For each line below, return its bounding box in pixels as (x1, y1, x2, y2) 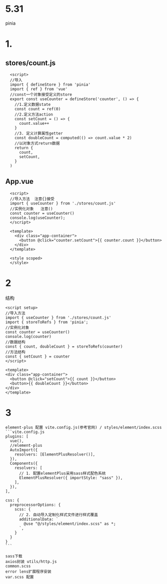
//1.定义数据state (14, 102, 51, 107)
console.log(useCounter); (10, 215, 66, 220)
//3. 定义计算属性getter (14, 130, 63, 136)
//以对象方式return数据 (14, 141, 60, 146)
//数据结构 (5, 340, 26, 345)
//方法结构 (5, 349, 26, 354)
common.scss (5, 563, 31, 569)
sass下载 (5, 553, 23, 559)
